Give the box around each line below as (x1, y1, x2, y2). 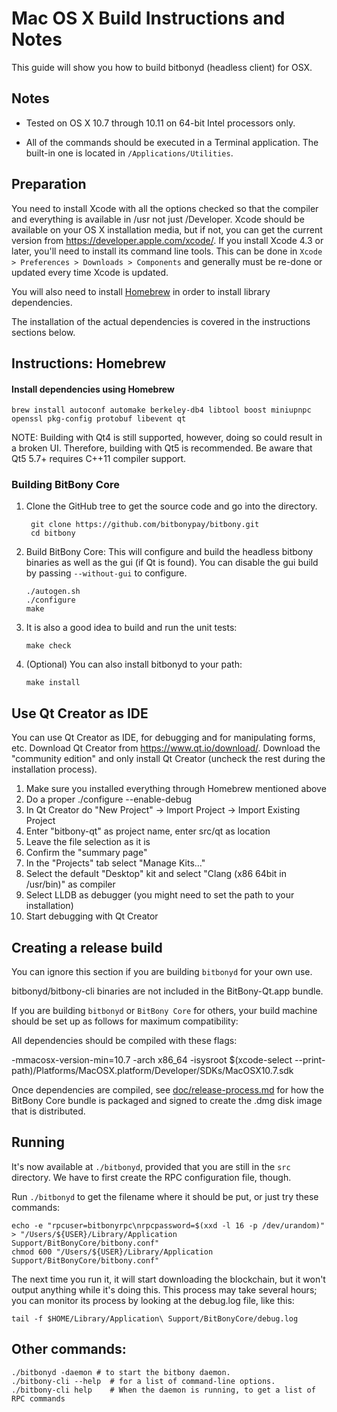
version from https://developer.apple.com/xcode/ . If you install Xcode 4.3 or (11, 234, 324, 246)
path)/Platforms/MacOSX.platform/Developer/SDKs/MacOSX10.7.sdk (11, 1065, 294, 1077)
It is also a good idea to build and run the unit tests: (25, 622, 238, 634)
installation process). (11, 763, 98, 776)
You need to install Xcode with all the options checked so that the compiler (11, 202, 319, 214)
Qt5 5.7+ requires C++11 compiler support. (11, 453, 187, 465)
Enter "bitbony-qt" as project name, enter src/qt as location (25, 825, 271, 837)
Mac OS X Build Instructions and (11, 7, 286, 30)
